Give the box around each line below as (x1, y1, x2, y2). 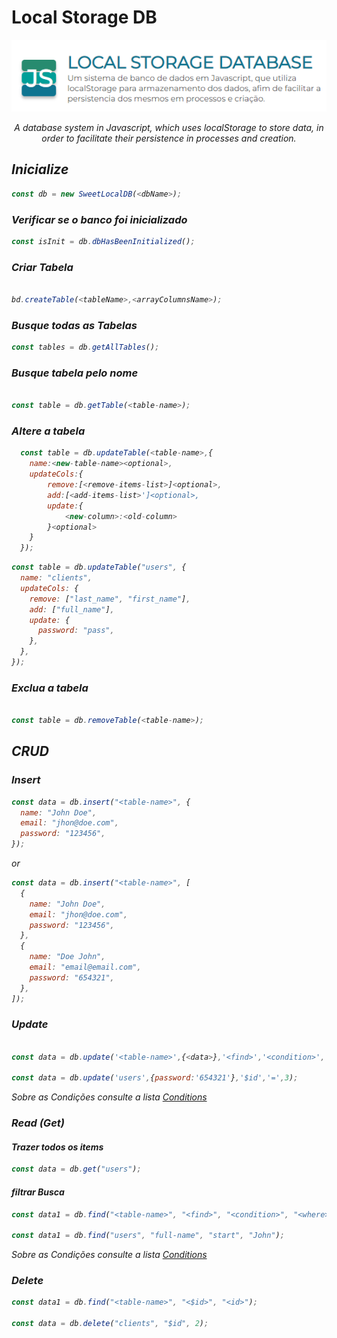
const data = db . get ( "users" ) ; (11, 1164, 142, 1175)
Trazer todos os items (11, 1141, 104, 1153)
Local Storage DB (11, 6, 158, 29)
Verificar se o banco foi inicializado (11, 212, 188, 226)
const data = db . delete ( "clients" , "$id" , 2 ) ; (11, 1319, 209, 1329)
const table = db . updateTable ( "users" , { (11, 562, 187, 573)
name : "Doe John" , (29, 952, 106, 962)
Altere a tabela (11, 424, 86, 438)
